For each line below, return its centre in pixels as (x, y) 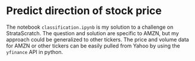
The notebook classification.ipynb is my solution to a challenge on (90, 27)
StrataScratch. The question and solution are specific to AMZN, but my (92, 33)
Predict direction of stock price (84, 11)
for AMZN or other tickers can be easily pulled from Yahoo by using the (93, 46)
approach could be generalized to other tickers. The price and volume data (98, 39)
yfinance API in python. (35, 52)
